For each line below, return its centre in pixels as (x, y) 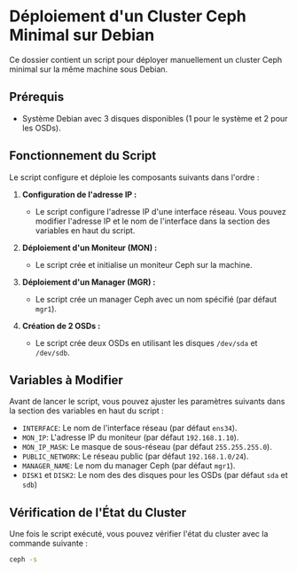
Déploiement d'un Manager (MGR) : (89, 282)
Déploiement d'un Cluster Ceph (128, 16)
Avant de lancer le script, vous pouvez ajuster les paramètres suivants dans (147, 402)
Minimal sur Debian (82, 35)
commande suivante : (49, 544)
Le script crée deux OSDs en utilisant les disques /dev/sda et (146, 342)
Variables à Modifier (66, 380)
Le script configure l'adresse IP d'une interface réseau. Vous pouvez (160, 211)
